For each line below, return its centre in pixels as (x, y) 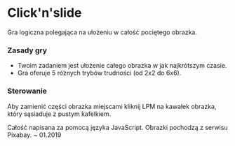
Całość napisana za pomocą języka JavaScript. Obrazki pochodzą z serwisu (117, 127)
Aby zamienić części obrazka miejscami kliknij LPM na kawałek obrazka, (112, 106)
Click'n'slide (45, 13)
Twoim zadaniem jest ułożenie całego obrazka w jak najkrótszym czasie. (122, 66)
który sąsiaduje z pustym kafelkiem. (59, 114)
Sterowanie (27, 91)
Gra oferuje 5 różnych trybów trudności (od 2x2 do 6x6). (99, 73)
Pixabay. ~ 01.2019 (34, 135)
